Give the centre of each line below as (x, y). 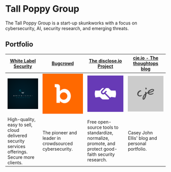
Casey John (140, 133)
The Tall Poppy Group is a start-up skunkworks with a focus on (71, 23)
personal (137, 144)
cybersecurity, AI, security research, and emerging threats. (67, 28)
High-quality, (21, 119)
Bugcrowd (63, 64)
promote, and (101, 144)
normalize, (98, 138)
